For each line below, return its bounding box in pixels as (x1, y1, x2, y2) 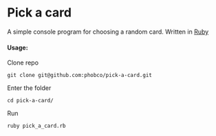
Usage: (7, 43, 29, 52)
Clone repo (7, 58, 39, 67)
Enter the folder (7, 84, 52, 92)
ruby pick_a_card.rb (7, 122, 67, 130)
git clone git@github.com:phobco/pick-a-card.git (7, 72, 153, 79)
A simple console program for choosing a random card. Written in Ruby (7, 27, 209, 36)
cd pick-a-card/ (7, 98, 54, 104)
